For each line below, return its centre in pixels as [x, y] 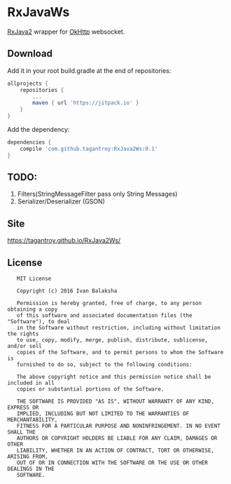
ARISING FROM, [28, 457]
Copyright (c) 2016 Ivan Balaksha [67, 291]
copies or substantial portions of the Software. [90, 389]
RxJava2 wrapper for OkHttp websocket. [66, 32]
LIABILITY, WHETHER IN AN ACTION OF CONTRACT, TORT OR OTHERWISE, [115, 451]
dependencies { [29, 142]
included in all [31, 383]
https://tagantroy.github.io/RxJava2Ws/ [64, 241]
